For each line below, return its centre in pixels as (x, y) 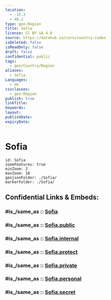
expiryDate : (17, 122)
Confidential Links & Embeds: (52, 197)
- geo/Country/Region (32, 66)
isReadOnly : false (24, 47)
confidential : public (28, 56)
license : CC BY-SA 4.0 (29, 33)
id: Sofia (15, 160)
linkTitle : (16, 103)
